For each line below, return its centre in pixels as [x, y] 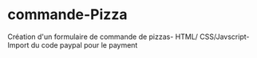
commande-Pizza [67, 15]
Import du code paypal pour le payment [73, 44]
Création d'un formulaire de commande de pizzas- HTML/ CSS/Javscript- [128, 37]
